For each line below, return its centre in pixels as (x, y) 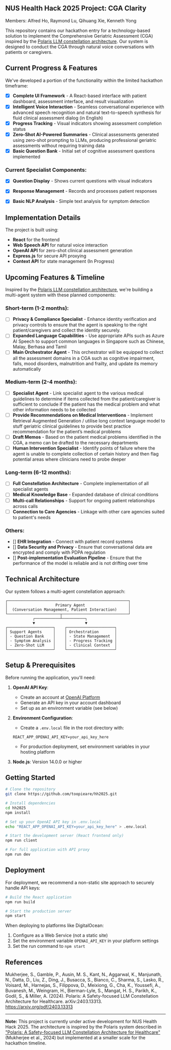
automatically (27, 369)
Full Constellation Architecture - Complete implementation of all (81, 484)
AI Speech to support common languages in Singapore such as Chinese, (89, 341)
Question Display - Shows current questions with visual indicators (82, 181)
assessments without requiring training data (59, 145)
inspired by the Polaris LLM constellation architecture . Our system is (77, 41)
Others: (15, 530)
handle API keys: (23, 888)
